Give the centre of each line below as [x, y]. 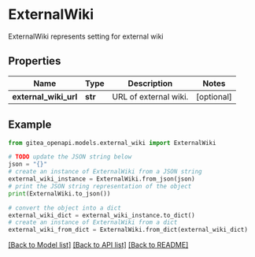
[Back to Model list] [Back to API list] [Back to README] [98, 245]
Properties [35, 61]
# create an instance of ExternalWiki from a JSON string [105, 172]
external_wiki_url [45, 96]
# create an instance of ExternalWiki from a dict [93, 222]
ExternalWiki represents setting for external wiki [86, 36]
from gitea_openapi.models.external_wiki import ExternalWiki [112, 143]
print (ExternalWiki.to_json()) [59, 194]
